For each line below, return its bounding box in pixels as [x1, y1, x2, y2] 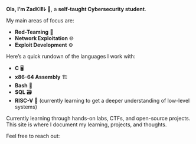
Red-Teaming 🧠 [14, 28, 54, 35]
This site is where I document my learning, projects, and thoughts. [6, 121, 167, 128]
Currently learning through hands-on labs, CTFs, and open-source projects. [6, 115, 191, 122]
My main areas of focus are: [6, 17, 75, 24]
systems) [14, 103, 37, 110]
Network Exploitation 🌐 [14, 35, 74, 41]
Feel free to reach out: [6, 133, 60, 139]
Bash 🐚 [14, 82, 32, 89]
